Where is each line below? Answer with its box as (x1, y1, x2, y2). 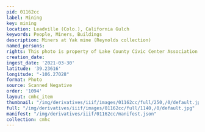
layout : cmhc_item (6, 94, 53, 100)
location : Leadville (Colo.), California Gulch (6, 26, 130, 32)
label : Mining (6, 15, 43, 21)
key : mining (6, 20, 37, 26)
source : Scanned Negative (6, 83, 72, 89)
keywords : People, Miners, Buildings (6, 32, 103, 38)
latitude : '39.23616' (6, 65, 62, 72)
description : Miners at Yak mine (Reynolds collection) (6, 37, 151, 43)
